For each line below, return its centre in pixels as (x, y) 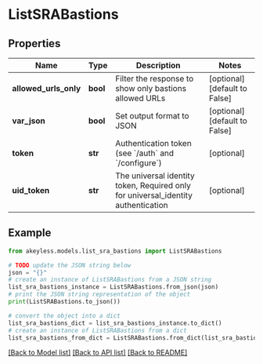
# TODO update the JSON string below (70, 265)
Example (30, 233)
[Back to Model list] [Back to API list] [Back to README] (98, 353)
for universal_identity (154, 195)
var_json (29, 121)
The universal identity (155, 176)
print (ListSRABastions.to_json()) (65, 302)
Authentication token (153, 143)
